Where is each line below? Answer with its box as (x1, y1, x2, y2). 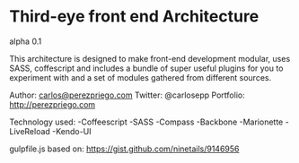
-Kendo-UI (52, 125, 92, 136)
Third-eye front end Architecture (9, 6, 259, 27)
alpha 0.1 (9, 36, 42, 47)
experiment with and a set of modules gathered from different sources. (9, 72, 272, 82)
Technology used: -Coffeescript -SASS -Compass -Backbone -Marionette (9, 116, 284, 127)
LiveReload (9, 125, 51, 136)
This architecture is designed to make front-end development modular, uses (9, 53, 291, 64)
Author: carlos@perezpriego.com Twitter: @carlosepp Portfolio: (9, 90, 245, 100)
